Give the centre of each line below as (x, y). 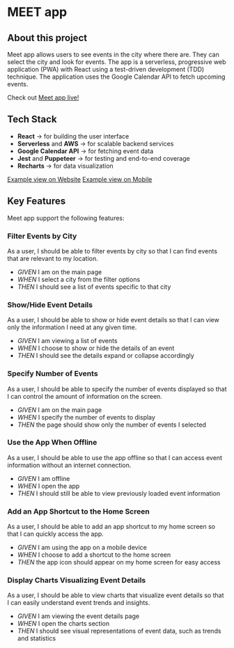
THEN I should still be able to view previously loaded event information (119, 493)
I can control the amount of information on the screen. (85, 396)
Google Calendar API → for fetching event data (85, 151)
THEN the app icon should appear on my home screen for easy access (119, 562)
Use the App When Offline (52, 443)
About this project (47, 38)
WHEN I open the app (48, 486)
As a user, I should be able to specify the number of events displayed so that (117, 389)
